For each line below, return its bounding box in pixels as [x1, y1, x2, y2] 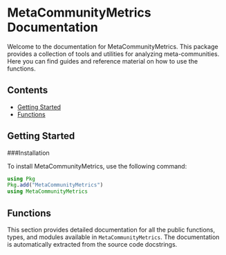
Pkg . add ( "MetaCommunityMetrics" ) [7, 182, 104, 189]
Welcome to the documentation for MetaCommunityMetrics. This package [7, 42, 219, 50]
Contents [7, 84, 48, 96]
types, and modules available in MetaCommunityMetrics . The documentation [7, 233, 220, 241]
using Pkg [7, 175, 36, 182]
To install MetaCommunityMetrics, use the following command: [7, 162, 187, 170]
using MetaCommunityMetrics [7, 188, 88, 195]
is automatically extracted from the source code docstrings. [7, 240, 178, 248]
